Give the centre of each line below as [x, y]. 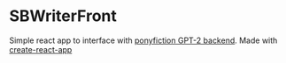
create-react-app [41, 49]
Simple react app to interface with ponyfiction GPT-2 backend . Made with [143, 40]
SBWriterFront [63, 16]
